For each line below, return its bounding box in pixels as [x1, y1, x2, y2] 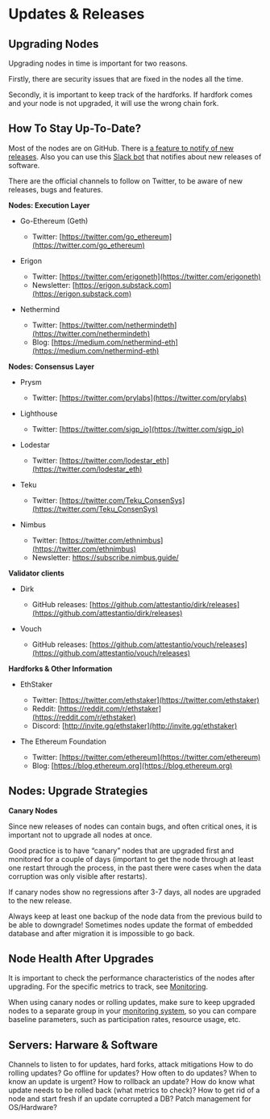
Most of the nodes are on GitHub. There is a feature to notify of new [8, 143, 235, 153]
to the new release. [8, 895, 73, 906]
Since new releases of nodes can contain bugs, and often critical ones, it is [8, 821, 258, 831]
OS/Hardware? [8, 1103, 58, 1113]
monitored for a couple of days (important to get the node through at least [8, 854, 254, 864]
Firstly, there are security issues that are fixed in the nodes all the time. [8, 74, 244, 83]
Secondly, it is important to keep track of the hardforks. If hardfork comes [8, 90, 253, 99]
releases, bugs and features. [8, 184, 103, 194]
